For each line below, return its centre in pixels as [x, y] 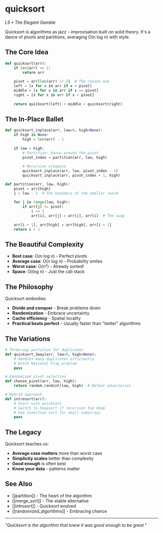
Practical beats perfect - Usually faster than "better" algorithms [76, 323]
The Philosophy [29, 287]
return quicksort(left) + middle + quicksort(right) [68, 104]
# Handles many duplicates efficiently [54, 359]
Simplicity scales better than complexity [53, 458]
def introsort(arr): [26, 399]
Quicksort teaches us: [27, 444]
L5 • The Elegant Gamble [30, 22]
